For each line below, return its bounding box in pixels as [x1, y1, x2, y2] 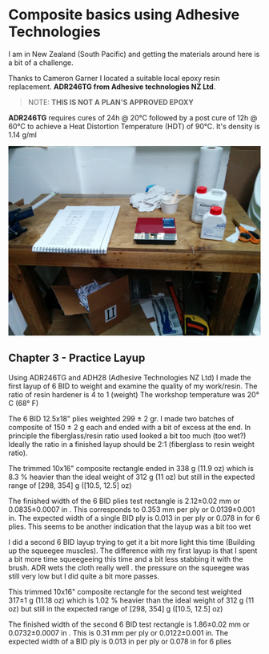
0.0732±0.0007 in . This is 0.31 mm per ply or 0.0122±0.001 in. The [8, 628, 229, 637]
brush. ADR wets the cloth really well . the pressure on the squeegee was [8, 563, 250, 572]
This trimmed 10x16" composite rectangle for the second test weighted [8, 587, 242, 596]
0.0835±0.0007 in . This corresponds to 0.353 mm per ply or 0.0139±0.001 [8, 504, 255, 514]
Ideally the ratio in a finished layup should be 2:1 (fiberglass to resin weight [8, 439, 255, 449]
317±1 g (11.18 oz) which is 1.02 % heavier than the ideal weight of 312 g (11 [8, 595, 255, 605]
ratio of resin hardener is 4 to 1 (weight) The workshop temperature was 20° [8, 389, 260, 399]
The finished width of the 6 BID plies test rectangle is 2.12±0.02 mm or [8, 496, 241, 506]
